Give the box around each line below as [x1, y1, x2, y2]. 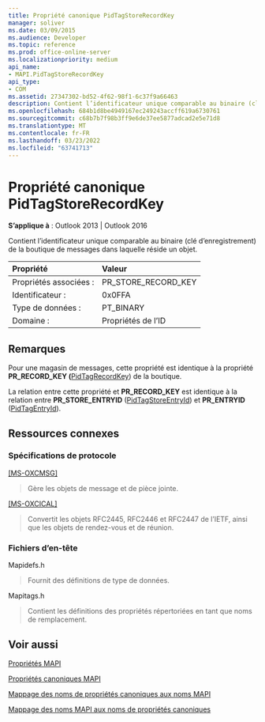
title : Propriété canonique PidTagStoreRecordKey [8, 11, 175, 20]
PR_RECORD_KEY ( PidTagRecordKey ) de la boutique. [8, 372, 182, 381]
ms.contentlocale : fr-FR [8, 129, 90, 137]
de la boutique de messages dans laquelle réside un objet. [8, 244, 198, 254]
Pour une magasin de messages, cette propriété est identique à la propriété [8, 363, 254, 372]
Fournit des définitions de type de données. [27, 576, 170, 585]
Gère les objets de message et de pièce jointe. [27, 483, 179, 493]
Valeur [102, 263, 128, 274]
